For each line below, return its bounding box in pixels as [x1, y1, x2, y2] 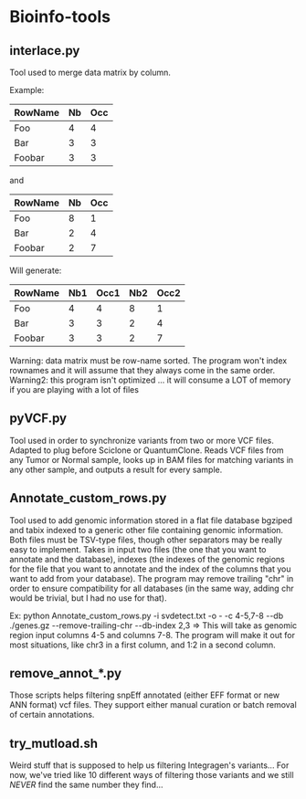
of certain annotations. [9, 710, 95, 720]
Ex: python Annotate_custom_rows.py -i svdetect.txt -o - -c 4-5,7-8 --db [9, 610, 284, 621]
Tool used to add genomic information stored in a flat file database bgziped [9, 514, 293, 526]
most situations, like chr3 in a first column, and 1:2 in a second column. [9, 639, 276, 650]
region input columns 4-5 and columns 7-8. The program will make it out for [9, 629, 295, 640]
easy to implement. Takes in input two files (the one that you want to [9, 543, 267, 554]
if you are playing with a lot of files [9, 384, 140, 394]
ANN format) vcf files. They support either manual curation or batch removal [9, 699, 297, 710]
